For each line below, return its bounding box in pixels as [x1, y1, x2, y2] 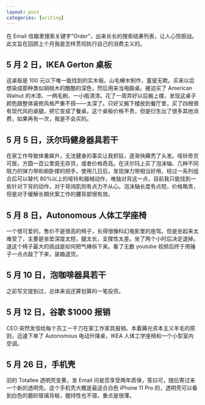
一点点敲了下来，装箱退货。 [11, 250, 81, 258]
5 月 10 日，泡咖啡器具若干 [6, 270, 107, 280]
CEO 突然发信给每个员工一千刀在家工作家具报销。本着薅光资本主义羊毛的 [6, 324, 190, 332]
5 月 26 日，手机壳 [6, 359, 76, 370]
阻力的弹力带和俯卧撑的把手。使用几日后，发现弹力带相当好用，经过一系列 [6, 168, 193, 175]
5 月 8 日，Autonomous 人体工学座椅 [6, 210, 147, 220]
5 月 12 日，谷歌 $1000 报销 [6, 307, 111, 318]
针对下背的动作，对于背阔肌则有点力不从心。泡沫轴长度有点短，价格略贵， [11, 183, 199, 190]
